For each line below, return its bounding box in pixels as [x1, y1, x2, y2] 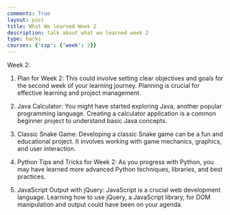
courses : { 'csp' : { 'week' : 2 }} [7, 42, 97, 49]
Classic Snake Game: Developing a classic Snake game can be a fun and [16, 130, 223, 138]
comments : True [7, 10, 51, 17]
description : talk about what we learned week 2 [7, 29, 149, 36]
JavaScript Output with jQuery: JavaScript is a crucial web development [16, 186, 221, 194]
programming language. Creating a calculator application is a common [16, 109, 216, 117]
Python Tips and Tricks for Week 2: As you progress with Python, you [16, 158, 214, 166]
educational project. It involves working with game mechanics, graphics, [16, 137, 222, 145]
